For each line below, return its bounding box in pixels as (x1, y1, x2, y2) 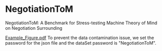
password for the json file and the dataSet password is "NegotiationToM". (5, 40, 156, 46)
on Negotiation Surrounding (5, 25, 62, 31)
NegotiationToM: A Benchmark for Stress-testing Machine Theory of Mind (5, 20, 157, 26)
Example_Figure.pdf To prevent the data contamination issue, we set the (5, 35, 154, 41)
